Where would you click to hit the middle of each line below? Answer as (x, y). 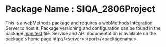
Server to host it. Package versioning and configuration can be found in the (83, 28)
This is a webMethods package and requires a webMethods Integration (79, 23)
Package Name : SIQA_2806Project (80, 9)
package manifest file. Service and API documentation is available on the (81, 33)
